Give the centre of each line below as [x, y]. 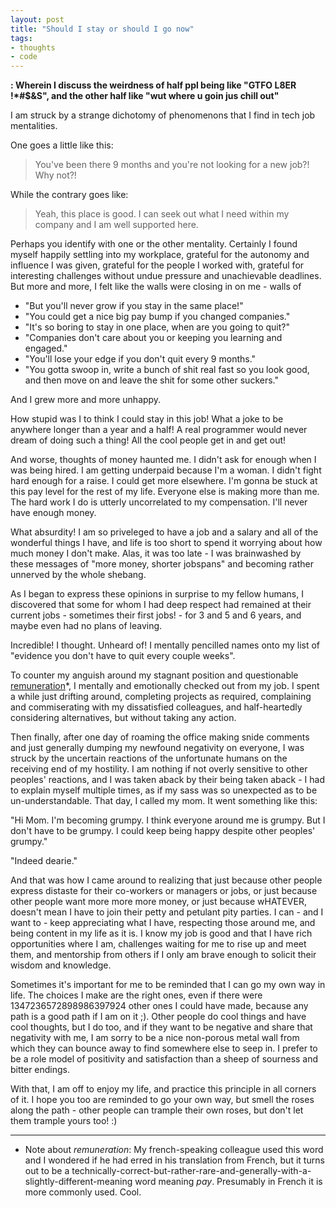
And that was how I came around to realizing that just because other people [166, 880]
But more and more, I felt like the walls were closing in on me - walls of [156, 287]
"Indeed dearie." [44, 861]
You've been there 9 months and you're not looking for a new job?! [172, 165]
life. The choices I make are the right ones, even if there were [136, 995]
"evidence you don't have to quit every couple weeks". [123, 656]
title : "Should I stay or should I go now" [102, 29]
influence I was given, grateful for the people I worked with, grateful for [157, 265]
